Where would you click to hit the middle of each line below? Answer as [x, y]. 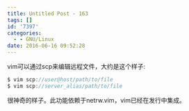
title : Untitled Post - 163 [48, 14]
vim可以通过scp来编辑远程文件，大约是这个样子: [76, 66]
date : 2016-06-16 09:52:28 [46, 46]
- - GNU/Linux [34, 40]
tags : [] [20, 20]
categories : [24, 33]
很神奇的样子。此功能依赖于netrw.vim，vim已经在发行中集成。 [96, 100]
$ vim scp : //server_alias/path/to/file [65, 86]
